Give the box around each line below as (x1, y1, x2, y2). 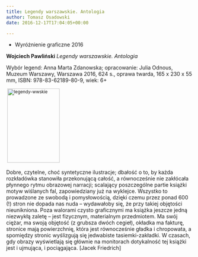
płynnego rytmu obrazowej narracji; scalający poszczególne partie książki (6, 182, 187, 189)
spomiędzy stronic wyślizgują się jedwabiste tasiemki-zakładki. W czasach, (6, 232, 191, 239)
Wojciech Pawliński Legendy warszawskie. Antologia (6, 53, 138, 60)
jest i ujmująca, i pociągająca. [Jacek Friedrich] (6, 245, 122, 252)
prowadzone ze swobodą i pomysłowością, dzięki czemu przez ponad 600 (6, 194, 189, 201)
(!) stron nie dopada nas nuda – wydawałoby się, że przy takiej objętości (6, 200, 183, 208)
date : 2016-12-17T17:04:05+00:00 (6, 20, 89, 26)
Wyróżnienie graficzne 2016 (14, 41, 84, 48)
